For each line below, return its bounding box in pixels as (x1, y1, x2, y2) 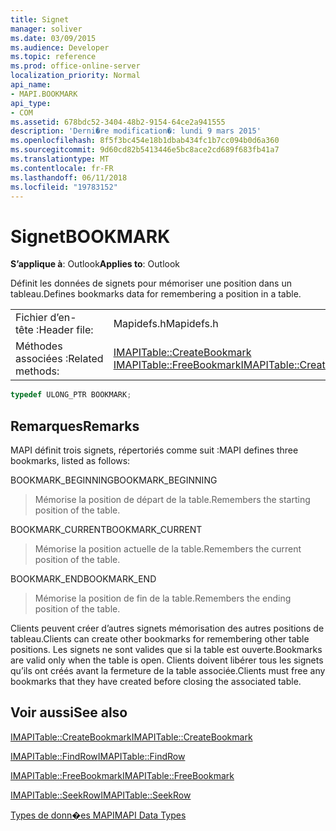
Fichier (15, 311, 48, 325)
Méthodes (15, 339, 63, 353)
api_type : (10, 98, 52, 108)
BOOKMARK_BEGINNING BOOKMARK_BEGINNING (10, 474, 218, 486)
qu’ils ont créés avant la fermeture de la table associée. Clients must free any (10, 665, 326, 676)
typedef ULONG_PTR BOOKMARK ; (10, 390, 132, 400)
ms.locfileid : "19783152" (10, 182, 118, 192)
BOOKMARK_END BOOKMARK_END (10, 573, 157, 585)
